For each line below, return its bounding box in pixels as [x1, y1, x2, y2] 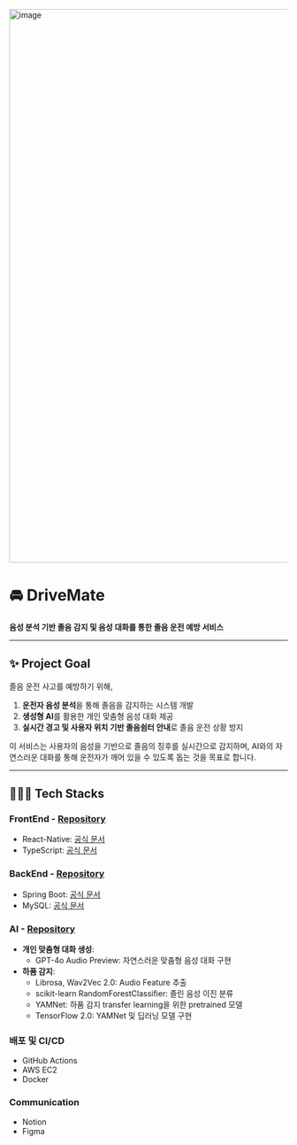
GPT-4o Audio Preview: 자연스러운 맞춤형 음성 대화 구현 [34, 955, 232, 966]
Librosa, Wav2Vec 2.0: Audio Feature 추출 [34, 978, 187, 988]
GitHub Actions [21, 1056, 78, 1066]
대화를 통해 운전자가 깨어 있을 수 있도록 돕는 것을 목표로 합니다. [39, 752, 256, 762]
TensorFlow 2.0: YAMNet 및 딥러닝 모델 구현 [34, 1010, 193, 1021]
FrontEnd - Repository [9, 813, 106, 825]
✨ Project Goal [9, 656, 91, 671]
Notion [21, 1116, 47, 1127]
